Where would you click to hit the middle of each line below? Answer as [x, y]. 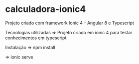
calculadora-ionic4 [46, 9]
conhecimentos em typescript [36, 38]
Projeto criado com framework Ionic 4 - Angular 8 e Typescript [70, 23]
